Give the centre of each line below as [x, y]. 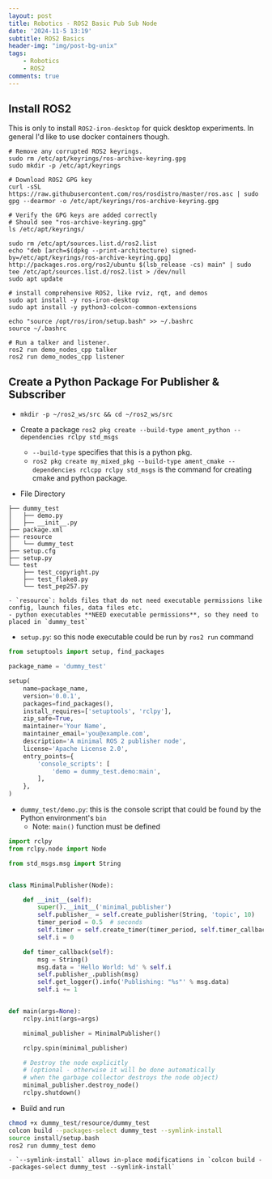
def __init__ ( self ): [57, 900]
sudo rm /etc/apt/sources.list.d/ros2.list [83, 244]
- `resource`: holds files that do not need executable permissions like [136, 601]
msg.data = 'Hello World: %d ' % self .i [105, 967]
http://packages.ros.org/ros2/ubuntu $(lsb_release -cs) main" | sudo [130, 265]
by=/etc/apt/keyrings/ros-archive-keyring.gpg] [90, 258]
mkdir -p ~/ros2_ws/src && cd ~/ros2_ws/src [96, 415]
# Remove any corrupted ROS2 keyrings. [76, 152]
